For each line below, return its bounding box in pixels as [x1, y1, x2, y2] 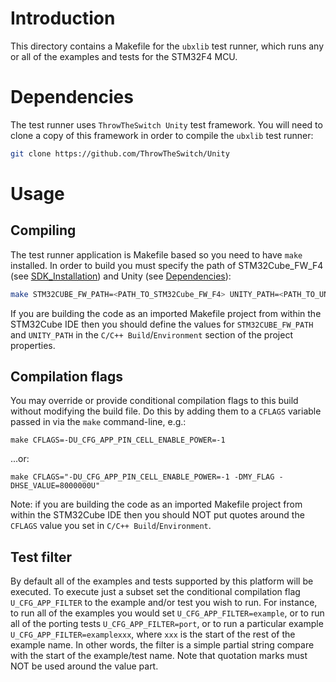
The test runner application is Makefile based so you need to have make [10, 248, 303, 261]
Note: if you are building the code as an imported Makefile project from [10, 498, 303, 511]
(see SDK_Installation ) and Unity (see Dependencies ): [10, 270, 232, 282]
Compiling [10, 222, 77, 239]
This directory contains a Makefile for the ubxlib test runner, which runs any [10, 40, 325, 52]
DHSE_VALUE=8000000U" [10, 481, 101, 491]
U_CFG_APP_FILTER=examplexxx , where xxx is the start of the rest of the [10, 628, 296, 641]
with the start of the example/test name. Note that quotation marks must [10, 650, 308, 662]
